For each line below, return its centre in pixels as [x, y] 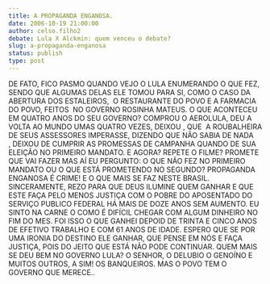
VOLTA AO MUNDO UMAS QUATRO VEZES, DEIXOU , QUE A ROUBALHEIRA [135, 127]
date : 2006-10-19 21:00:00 [54, 23]
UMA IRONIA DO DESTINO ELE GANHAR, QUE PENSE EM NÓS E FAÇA [126, 238]
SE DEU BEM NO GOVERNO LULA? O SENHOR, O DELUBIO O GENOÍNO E [131, 255]
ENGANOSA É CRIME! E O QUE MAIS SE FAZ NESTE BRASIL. [109, 177]
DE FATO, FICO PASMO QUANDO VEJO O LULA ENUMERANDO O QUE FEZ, [134, 84]
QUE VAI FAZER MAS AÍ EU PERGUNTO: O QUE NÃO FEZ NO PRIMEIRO [127, 161]
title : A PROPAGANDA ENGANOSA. [61, 16]
